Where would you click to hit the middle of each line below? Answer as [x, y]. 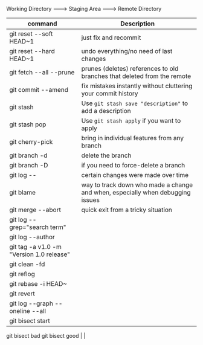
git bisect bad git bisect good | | [46, 336]
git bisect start [30, 321]
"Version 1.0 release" [40, 254]
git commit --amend [39, 90]
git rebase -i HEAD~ [38, 284]
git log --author [32, 237]
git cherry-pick [31, 142]
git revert [22, 294]
